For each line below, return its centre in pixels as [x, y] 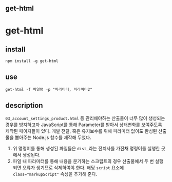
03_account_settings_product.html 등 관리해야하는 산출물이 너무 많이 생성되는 [85, 118]
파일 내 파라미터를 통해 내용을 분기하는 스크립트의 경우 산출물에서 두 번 [83, 161]
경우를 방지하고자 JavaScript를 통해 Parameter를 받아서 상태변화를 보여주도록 [84, 125]
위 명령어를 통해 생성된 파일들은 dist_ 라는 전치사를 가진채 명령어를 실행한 [86, 149]
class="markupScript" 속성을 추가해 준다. [55, 174]
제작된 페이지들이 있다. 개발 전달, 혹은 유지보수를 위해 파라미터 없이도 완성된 [81, 131]
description [24, 105]
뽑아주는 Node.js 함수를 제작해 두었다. [53, 137]
